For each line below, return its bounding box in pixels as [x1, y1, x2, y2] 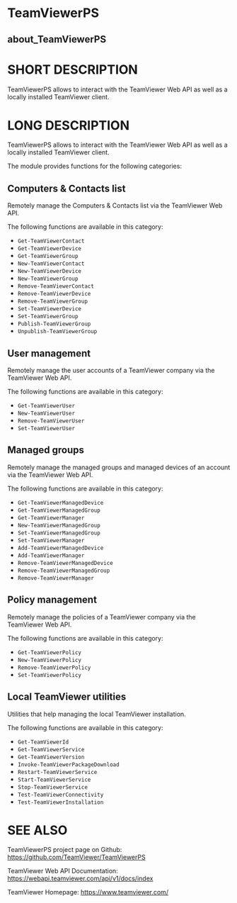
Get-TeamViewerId [17, 739, 69, 746]
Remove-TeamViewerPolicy [17, 664, 91, 671]
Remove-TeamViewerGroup [17, 298, 88, 305]
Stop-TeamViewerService [17, 783, 88, 791]
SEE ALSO [7, 822, 68, 838]
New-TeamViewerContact [17, 260, 85, 267]
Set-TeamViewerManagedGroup [17, 529, 100, 537]
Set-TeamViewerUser [17, 425, 76, 432]
